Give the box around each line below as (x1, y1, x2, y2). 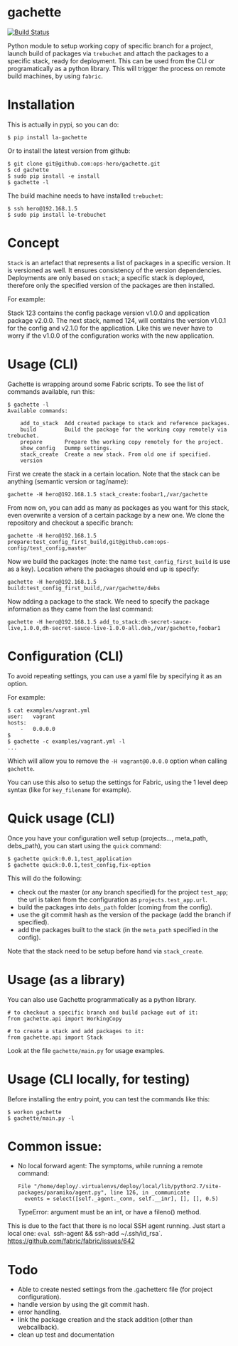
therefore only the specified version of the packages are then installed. (7, 281, 215, 289)
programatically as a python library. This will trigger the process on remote (7, 64, 226, 73)
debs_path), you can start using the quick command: (7, 841, 162, 850)
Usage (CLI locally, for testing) (7, 1071, 190, 1087)
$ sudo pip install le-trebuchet (7, 211, 107, 218)
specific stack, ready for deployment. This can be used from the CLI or (7, 56, 215, 65)
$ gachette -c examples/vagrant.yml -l (7, 737, 126, 745)
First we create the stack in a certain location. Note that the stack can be (7, 469, 220, 478)
